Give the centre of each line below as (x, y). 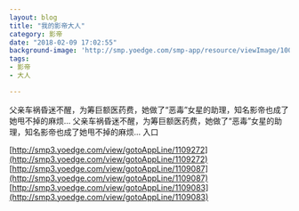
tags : (19, 59)
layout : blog (33, 17)
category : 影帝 (36, 34)
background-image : (43, 51)
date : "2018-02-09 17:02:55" (63, 42)
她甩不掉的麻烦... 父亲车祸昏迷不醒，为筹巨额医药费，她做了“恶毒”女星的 (142, 120)
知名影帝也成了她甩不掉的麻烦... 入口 (92, 132)
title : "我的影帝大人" (47, 26)
